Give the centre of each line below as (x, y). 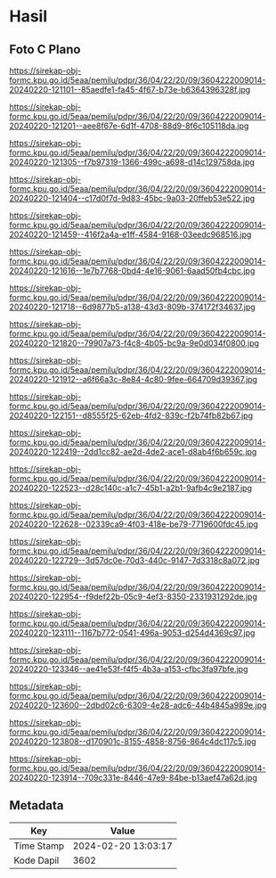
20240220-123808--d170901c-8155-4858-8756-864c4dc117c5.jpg (133, 741)
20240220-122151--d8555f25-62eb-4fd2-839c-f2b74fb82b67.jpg (131, 415)
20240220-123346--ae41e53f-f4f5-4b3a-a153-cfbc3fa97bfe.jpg (129, 669)
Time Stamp (39, 846)
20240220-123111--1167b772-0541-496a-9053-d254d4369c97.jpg (132, 633)
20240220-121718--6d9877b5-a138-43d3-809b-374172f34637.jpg (132, 307)
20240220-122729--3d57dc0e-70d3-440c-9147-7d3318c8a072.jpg (134, 560)
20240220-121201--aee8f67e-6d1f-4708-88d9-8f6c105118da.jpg (129, 126)
